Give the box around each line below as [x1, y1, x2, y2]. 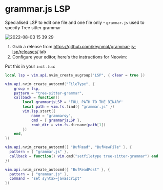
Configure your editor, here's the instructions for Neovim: [12, 54, 127, 59]
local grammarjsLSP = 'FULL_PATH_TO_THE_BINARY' [22, 100, 123, 105]
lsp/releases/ [12, 49, 39, 55]
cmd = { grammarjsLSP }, [31, 118, 82, 123]
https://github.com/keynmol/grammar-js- [53, 43, 136, 49]
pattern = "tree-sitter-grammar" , [14, 91, 84, 95]
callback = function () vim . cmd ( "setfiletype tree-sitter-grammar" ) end [9, 153, 159, 159]
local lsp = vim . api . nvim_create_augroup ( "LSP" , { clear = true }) [5, 73, 145, 77]
